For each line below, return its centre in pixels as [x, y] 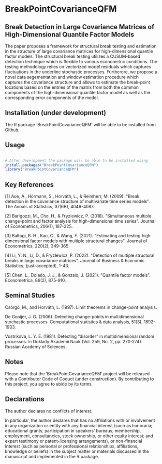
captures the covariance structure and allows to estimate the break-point [78, 82]
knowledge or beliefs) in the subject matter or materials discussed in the [77, 451]
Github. [12, 130]
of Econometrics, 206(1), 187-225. [39, 226]
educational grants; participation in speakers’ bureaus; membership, [73, 431]
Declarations [25, 399]
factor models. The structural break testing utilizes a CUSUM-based [73, 56]
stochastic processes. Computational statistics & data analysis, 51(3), [74, 322]
